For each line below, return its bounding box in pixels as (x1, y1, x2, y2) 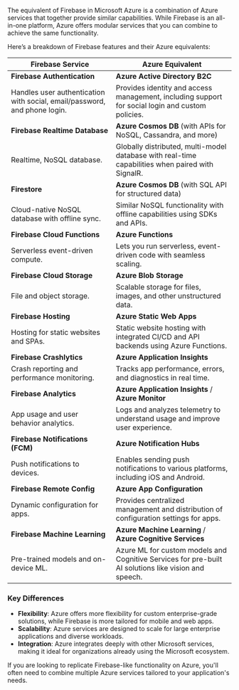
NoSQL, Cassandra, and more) (115, 130, 218, 139)
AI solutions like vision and (115, 563, 205, 573)
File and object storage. (11, 291, 90, 301)
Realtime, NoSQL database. (11, 155, 103, 164)
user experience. (115, 423, 172, 432)
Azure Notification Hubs (115, 439, 200, 448)
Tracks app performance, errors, (115, 364, 225, 373)
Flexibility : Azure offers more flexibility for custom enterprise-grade (17, 610, 218, 618)
